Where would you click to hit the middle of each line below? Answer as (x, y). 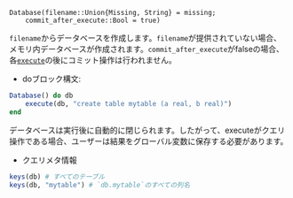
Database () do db (41, 95)
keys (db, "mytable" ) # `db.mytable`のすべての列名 (100, 185)
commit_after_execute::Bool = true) (93, 20)
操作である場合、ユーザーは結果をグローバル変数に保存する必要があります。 (149, 141)
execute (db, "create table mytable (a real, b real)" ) (129, 103)
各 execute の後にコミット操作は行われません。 (93, 60)
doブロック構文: (51, 79)
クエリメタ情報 (49, 160)
